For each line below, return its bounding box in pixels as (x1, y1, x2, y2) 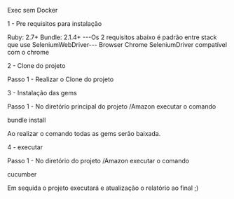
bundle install (7, 116, 46, 124)
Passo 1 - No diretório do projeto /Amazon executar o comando (7, 157, 190, 165)
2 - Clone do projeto (7, 62, 66, 69)
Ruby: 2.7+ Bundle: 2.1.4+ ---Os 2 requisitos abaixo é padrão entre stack (7, 33, 217, 41)
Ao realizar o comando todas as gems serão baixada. (7, 130, 161, 137)
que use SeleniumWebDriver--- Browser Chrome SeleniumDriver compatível (7, 41, 228, 48)
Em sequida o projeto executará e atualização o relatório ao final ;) (7, 184, 199, 192)
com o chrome (7, 48, 50, 56)
